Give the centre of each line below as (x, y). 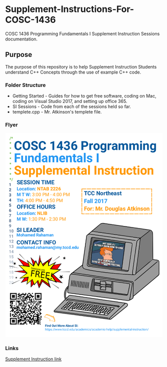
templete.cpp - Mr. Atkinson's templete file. (57, 112)
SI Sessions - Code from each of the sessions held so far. (72, 106)
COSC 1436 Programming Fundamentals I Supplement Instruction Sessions (82, 33)
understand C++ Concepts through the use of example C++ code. (73, 72)
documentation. (21, 39)
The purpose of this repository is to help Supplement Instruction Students (81, 66)
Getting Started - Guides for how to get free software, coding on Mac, (84, 96)
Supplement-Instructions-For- (69, 9)
